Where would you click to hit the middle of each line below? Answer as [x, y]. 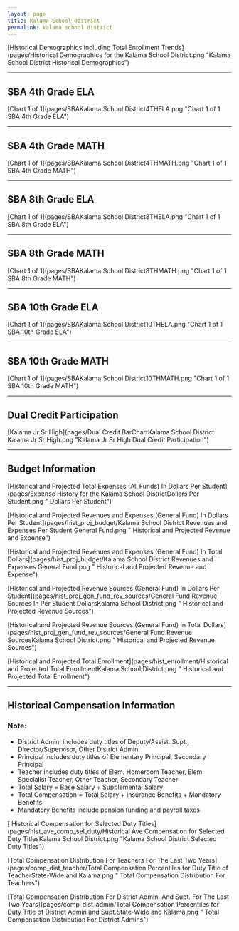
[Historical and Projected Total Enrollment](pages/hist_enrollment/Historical [118, 661]
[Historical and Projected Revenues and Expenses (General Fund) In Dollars [118, 515]
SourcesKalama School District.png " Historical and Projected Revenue [111, 640]
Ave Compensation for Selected [178, 831]
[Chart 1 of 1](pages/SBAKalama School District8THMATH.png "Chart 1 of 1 [117, 270]
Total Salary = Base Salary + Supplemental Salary [90, 787]
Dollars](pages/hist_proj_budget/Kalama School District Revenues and [110, 559]
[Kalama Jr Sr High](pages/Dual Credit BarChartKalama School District [111, 432]
